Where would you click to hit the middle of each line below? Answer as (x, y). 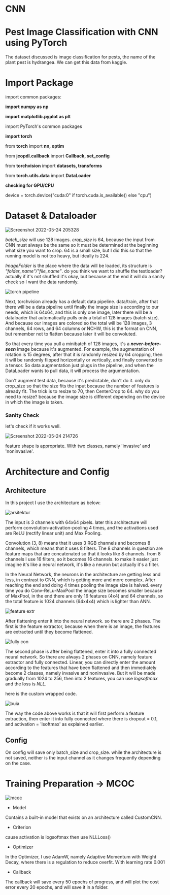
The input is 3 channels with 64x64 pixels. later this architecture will (76, 522)
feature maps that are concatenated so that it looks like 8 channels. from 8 (83, 554)
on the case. (18, 763)
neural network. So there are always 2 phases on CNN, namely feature (79, 657)
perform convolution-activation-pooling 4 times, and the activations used (82, 528)
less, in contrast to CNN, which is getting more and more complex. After (80, 580)
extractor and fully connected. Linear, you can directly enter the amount (80, 662)
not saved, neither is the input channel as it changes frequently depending (83, 758)
